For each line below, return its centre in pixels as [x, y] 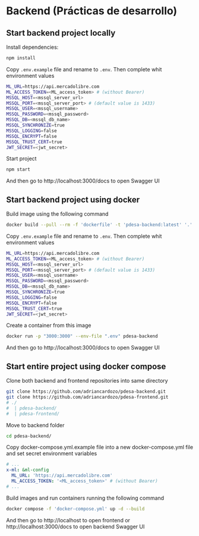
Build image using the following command [57, 214]
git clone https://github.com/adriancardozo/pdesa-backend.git [86, 392]
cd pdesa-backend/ [29, 436]
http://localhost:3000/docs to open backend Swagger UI [75, 526]
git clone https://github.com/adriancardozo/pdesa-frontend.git [87, 397]
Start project [21, 159]
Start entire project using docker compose [86, 366]
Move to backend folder [35, 425]
